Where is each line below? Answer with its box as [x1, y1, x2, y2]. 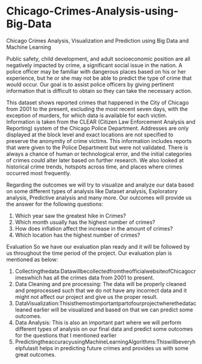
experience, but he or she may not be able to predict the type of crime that [6, 74, 192, 81]
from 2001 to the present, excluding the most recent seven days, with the [6, 105, 188, 112]
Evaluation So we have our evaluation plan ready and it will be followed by [6, 243, 190, 250]
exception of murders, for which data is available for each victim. [6, 112, 168, 119]
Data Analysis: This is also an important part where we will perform [14, 319, 182, 326]
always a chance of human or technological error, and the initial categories [6, 150, 192, 158]
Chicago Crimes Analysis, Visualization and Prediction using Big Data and [6, 37, 189, 44]
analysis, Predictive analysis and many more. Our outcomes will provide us [6, 194, 192, 201]
